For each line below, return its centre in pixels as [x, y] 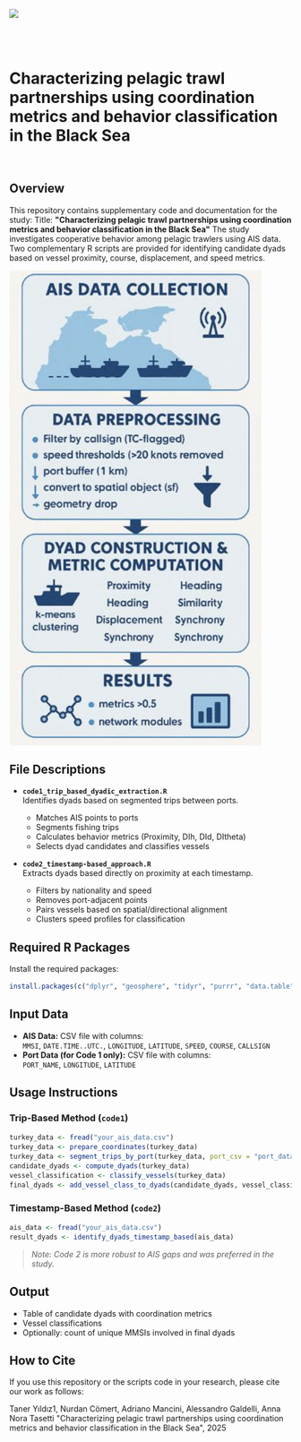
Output [29, 1292]
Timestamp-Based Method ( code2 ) [85, 1207]
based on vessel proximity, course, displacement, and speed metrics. [138, 257]
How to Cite [43, 1360]
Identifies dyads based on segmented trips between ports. [130, 801]
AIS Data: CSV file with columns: [83, 1035]
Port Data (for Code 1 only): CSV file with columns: [116, 1055]
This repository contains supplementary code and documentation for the [143, 210]
